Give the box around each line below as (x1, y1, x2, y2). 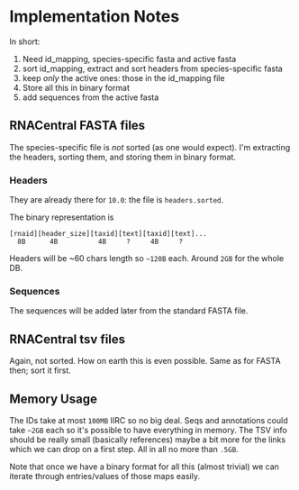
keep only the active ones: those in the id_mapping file (22, 72, 225, 83)
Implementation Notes (9, 6, 180, 27)
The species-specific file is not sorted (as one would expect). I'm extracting (9, 141, 291, 152)
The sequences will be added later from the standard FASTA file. (9, 305, 249, 316)
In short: (9, 36, 41, 47)
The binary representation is (9, 212, 114, 222)
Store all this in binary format (22, 82, 131, 93)
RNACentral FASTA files (9, 118, 146, 133)
